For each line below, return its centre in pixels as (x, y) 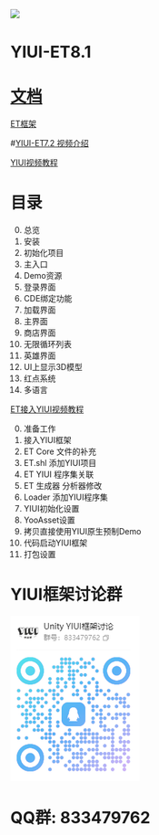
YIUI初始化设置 (51, 509)
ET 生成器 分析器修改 (63, 486)
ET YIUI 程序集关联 (59, 474)
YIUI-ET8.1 (51, 53)
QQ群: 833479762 (80, 818)
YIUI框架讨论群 (66, 595)
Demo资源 (43, 276)
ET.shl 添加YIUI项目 (60, 463)
